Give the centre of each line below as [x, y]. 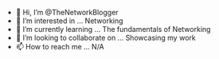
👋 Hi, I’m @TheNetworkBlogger [67, 12]
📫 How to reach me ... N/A [60, 47]
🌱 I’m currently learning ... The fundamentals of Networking [113, 29]
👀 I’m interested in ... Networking [69, 21]
